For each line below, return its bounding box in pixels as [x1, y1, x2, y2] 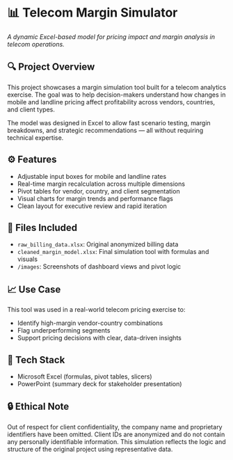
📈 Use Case [7, 283, 61, 295]
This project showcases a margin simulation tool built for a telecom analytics [7, 83, 227, 91]
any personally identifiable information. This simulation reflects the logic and [7, 437, 226, 445]
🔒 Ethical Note [7, 401, 70, 413]
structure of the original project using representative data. [7, 445, 173, 453]
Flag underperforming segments [17, 326, 111, 335]
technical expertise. [7, 133, 64, 142]
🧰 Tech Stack [7, 354, 65, 365]
